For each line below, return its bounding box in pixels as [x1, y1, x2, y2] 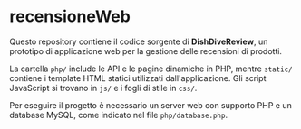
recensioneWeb [9, 6, 131, 27]
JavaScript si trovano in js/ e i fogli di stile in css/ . [9, 82, 198, 93]
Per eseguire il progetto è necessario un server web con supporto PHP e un [9, 99, 292, 110]
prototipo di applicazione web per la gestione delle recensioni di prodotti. [9, 45, 283, 56]
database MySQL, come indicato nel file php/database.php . [9, 109, 228, 120]
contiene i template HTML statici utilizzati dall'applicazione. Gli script [9, 72, 267, 83]
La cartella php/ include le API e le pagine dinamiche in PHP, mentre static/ [9, 63, 293, 74]
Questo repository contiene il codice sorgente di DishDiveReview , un [9, 36, 268, 47]
